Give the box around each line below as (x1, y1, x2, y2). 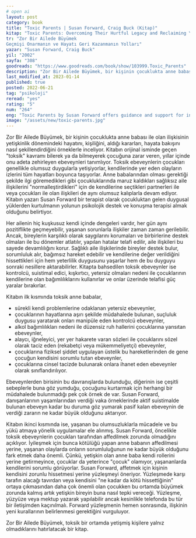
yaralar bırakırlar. (6, 282, 47, 289)
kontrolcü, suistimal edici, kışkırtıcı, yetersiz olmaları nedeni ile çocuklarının (6, 270, 187, 277)
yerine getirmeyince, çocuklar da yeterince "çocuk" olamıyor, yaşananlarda (6, 458, 187, 465)
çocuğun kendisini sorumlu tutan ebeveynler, (14, 355, 123, 362)
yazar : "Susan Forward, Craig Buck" (6, 47, 95, 53)
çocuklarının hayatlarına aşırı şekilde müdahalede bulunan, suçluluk (14, 311, 177, 318)
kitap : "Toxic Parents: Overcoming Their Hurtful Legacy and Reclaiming (6, 30, 187, 36)
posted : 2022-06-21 (6, 85, 54, 91)
